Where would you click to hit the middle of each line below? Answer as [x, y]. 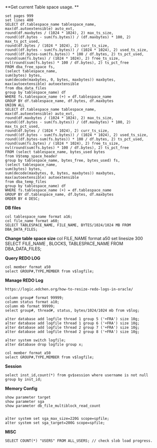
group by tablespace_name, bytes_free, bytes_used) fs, [63, 160]
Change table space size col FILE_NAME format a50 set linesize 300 [74, 238]
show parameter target [28, 397]
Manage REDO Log [24, 280]
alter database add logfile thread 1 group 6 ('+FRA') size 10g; [72, 323]
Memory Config [21, 388]
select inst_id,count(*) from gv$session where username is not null [77, 375]
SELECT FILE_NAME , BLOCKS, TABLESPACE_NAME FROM [64, 243]
